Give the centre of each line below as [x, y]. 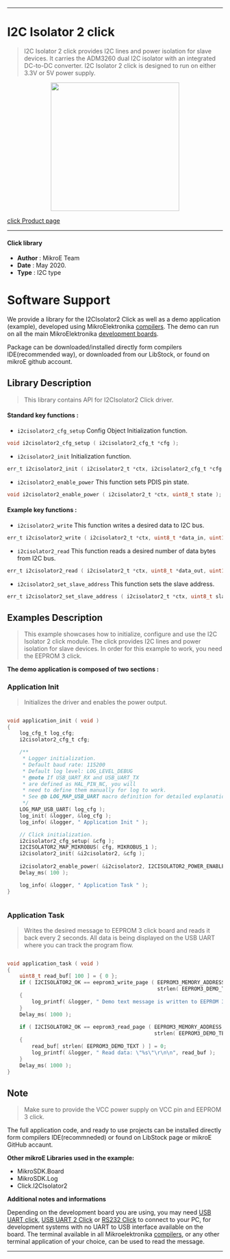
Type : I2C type [39, 273]
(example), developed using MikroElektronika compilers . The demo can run [113, 327]
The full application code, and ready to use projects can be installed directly [114, 1130]
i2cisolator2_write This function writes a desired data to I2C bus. [111, 525]
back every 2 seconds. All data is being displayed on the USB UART [119, 938]
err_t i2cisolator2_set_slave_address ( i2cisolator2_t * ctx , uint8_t [110, 596]
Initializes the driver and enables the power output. [95, 702]
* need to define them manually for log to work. [94, 790]
